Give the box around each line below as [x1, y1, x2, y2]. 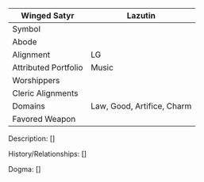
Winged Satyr [21, 10, 75, 21]
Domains [12, 100, 45, 112]
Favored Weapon [12, 114, 76, 124]
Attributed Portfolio [12, 63, 83, 73]
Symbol [12, 24, 41, 34]
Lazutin [126, 10, 156, 21]
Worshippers [12, 75, 60, 85]
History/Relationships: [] [8, 150, 87, 158]
